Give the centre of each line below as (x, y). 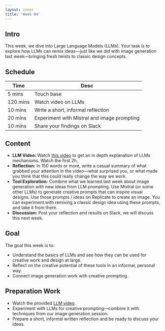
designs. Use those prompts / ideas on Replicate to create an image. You (86, 197)
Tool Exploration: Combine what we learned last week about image (81, 181)
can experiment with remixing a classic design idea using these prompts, (86, 202)
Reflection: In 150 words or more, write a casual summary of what (79, 166)
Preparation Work (33, 291)
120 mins (19, 102)
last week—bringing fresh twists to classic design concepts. (66, 57)
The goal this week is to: (30, 245)
